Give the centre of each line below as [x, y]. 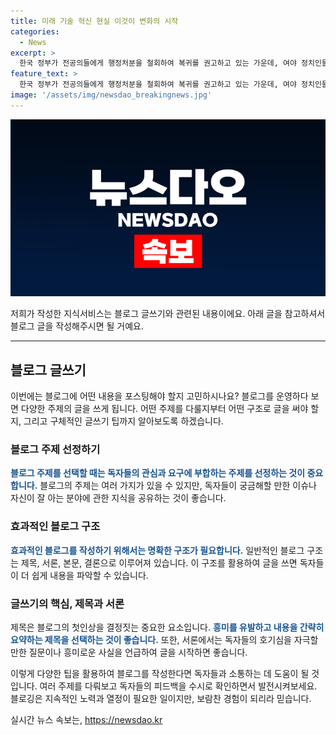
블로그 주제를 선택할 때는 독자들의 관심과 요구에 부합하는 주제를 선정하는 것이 [158, 473]
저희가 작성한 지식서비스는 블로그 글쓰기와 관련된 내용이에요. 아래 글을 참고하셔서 [168, 314]
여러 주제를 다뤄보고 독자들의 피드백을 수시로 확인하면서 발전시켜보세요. [178, 686]
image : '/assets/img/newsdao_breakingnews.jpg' [111, 95]
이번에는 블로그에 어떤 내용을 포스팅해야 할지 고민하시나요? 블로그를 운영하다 [159, 396]
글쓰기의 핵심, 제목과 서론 [67, 603]
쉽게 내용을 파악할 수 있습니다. [90, 575]
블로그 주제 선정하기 [55, 449]
